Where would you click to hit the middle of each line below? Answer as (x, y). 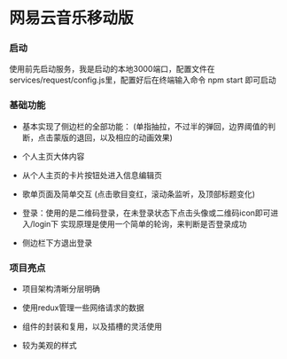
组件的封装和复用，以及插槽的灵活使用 (92, 327)
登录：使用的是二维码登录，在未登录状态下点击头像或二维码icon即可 (146, 213)
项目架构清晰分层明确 (61, 289)
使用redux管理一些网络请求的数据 (83, 308)
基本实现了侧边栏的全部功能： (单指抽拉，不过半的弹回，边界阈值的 (145, 126)
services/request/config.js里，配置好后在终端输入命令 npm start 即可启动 (143, 80)
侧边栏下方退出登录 (57, 242)
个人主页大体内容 (53, 156)
